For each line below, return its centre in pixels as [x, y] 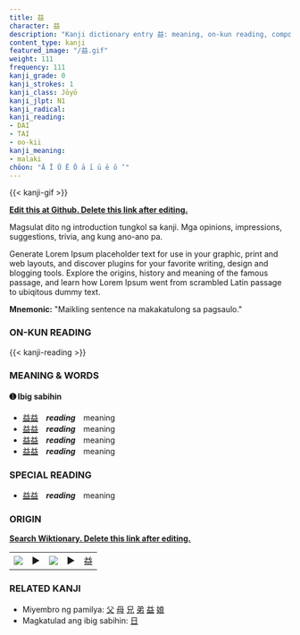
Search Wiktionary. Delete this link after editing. [100, 538]
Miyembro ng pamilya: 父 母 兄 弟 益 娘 [93, 609]
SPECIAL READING [50, 475]
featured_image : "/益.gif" [59, 51]
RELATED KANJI [45, 588]
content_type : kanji [48, 42]
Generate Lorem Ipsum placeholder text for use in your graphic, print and [144, 254]
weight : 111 [31, 59]
